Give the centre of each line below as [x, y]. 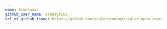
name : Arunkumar [22, 10]
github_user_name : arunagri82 [37, 14]
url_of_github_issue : [28, 19]
